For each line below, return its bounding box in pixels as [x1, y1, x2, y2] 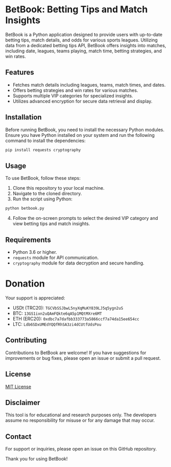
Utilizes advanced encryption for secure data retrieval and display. [12, 98, 153, 104]
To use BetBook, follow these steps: [5, 175, 81, 181]
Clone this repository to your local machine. [12, 185, 105, 191]
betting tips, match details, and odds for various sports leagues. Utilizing [5, 37, 158, 43]
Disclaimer [5, 398, 40, 407]
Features [5, 68, 34, 77]
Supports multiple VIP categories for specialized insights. [12, 92, 134, 98]
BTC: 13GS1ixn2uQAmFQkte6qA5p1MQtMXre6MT [12, 310, 102, 316]
